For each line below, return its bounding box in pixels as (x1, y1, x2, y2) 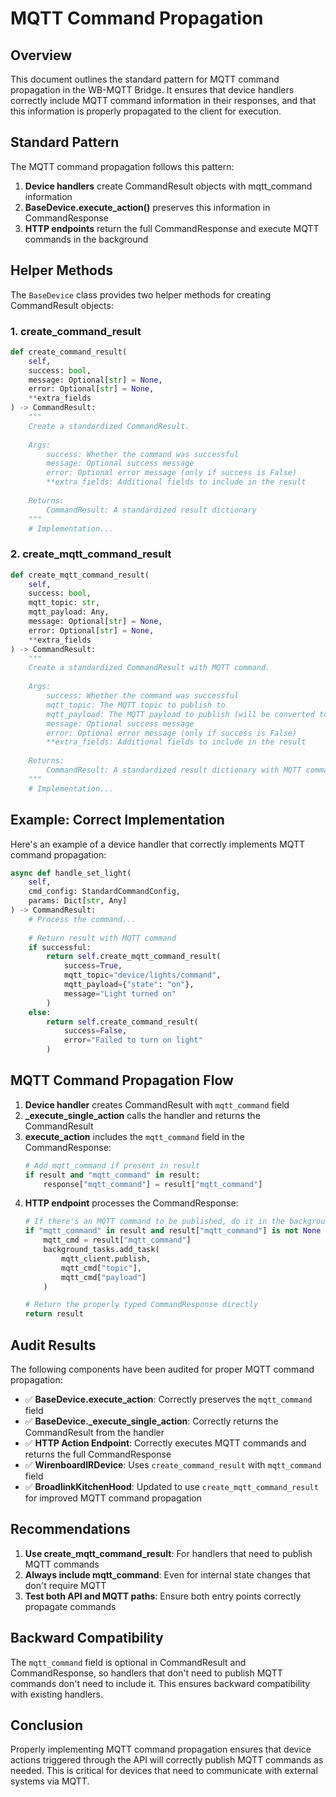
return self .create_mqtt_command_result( (46, 952, 222, 962)
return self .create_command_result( (46, 1017, 199, 1027)
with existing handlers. (10, 1688, 103, 1700)
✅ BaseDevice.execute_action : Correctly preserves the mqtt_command (24, 1393, 313, 1406)
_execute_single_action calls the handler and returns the (24, 1109, 261, 1121)
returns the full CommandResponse (24, 1448, 172, 1461)
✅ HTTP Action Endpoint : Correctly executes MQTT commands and (24, 1437, 307, 1449)
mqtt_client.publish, (61, 1253, 152, 1264)
